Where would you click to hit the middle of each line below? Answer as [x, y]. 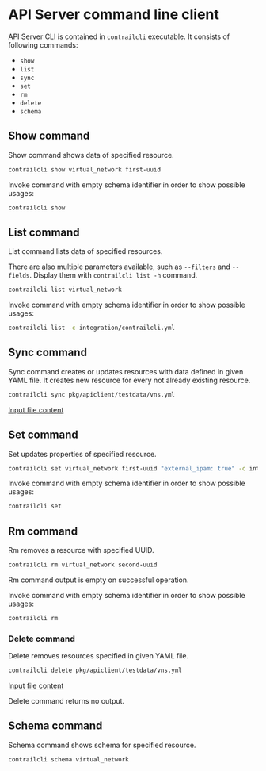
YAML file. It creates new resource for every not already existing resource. [129, 380]
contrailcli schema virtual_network [68, 759]
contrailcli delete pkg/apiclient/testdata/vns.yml [95, 671]
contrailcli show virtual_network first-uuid [84, 169]
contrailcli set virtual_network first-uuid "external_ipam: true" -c [127, 468]
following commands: [43, 44]
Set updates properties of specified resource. [82, 454]
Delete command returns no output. [66, 701]
